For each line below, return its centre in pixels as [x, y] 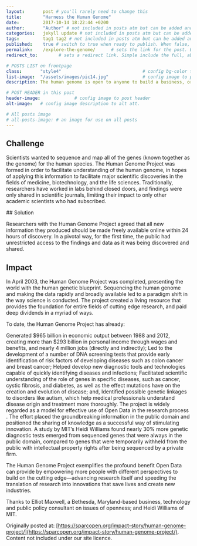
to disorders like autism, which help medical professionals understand [90, 398]
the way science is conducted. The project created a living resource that [94, 301]
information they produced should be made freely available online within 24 [97, 230]
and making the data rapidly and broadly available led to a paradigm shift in [97, 294]
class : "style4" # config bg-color [97, 71]
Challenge [25, 144]
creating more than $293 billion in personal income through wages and [92, 342]
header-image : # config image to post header [78, 98]
